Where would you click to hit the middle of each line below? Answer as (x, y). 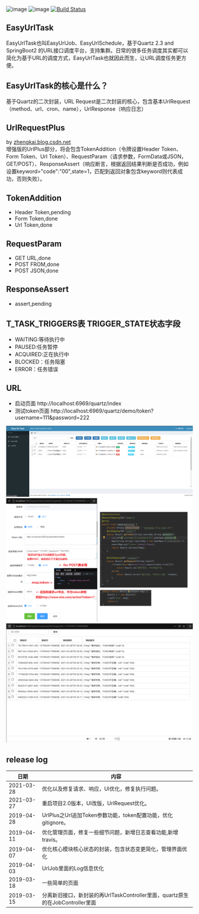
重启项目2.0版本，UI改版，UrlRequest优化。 (96, 803)
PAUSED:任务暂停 (36, 347)
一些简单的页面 (60, 883)
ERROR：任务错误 (36, 369)
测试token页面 (32, 411)
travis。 (51, 840)
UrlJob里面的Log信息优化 (73, 868)
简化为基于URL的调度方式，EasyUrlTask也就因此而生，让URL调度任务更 (94, 58)
